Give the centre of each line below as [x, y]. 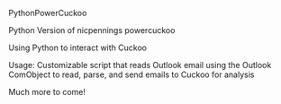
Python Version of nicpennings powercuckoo [92, 30]
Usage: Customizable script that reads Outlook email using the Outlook [140, 65]
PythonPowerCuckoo [48, 13]
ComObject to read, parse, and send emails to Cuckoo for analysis [131, 74]
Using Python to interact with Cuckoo [78, 48]
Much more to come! [47, 92]
